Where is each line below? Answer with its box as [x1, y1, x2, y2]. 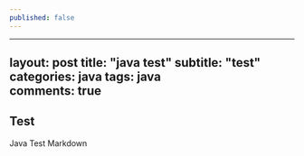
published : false [9, 13, 75, 23]
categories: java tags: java [9, 69, 161, 85]
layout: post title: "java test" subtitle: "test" [9, 55, 261, 70]
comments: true [9, 83, 102, 99]
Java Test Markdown [9, 137, 88, 149]
